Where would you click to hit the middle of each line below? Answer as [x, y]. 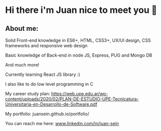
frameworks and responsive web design [46, 46]
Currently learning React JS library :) [43, 74]
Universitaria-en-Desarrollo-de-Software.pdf [51, 104]
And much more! [22, 65]
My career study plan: [28, 94]
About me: [22, 29]
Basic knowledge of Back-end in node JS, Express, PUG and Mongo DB [79, 55]
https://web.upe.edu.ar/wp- [80, 94]
